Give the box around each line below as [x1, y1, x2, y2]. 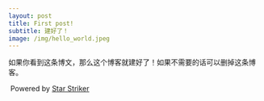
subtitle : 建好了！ [8, 27, 69, 35]
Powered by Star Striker [10, 84, 90, 94]
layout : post [8, 11, 52, 20]
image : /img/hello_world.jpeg [8, 34, 111, 43]
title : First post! [8, 19, 74, 27]
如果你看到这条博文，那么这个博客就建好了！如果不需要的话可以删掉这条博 [8, 57, 256, 67]
